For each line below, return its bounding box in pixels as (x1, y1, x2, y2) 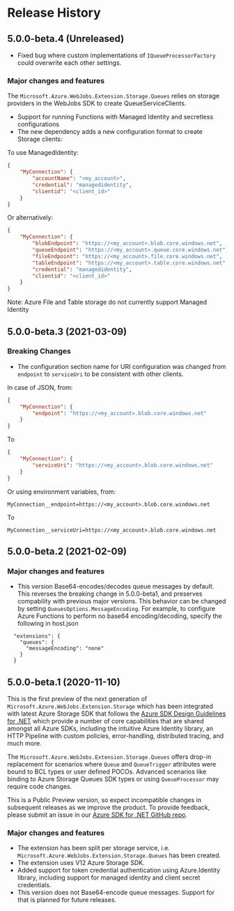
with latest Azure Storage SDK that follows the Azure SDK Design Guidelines (7, 709, 226, 718)
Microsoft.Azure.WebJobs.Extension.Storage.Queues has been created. (17, 851, 221, 859)
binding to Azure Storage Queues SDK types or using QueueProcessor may (7, 775, 219, 783)
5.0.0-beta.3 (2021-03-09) (7, 326, 127, 338)
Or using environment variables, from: (7, 487, 116, 496)
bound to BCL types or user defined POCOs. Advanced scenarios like (7, 767, 207, 776)
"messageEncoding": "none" (25, 645, 104, 652)
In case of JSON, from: (7, 383, 73, 391)
